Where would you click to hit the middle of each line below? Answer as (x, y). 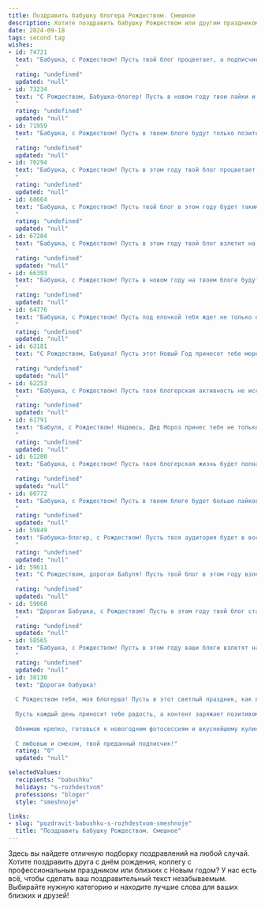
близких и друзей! (39, 895)
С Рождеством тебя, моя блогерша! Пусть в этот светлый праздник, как (134, 700)
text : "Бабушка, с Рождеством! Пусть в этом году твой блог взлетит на (136, 244)
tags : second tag (37, 38)
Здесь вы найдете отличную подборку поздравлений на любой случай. (129, 853)
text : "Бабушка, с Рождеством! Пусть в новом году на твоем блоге (127, 280)
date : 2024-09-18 (37, 30)
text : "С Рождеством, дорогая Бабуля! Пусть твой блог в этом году (129, 574)
